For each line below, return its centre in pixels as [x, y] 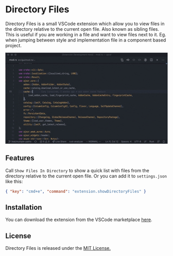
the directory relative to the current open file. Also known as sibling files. [82, 29]
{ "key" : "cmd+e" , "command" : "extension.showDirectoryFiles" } [76, 191]
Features [20, 158]
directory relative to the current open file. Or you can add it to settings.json [86, 176]
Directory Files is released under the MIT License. [58, 248]
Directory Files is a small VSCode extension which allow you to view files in [85, 24]
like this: [14, 181]
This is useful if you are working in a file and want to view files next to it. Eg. [86, 34]
